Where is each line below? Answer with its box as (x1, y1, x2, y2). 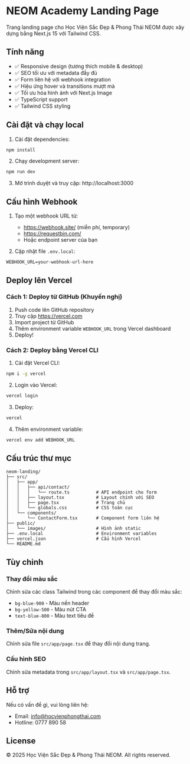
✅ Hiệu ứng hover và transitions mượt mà (14, 83, 115, 90)
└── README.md (6, 541, 41, 547)
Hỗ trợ (6, 686, 30, 696)
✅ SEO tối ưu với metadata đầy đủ (14, 69, 97, 76)
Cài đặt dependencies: (14, 136, 70, 143)
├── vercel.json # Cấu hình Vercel (6, 536, 142, 542)
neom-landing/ (6, 469, 41, 475)
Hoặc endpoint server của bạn (23, 236, 98, 243)
